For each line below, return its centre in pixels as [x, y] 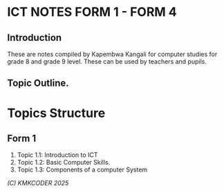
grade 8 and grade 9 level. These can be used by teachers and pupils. [107, 62]
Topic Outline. [38, 83]
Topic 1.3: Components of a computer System [82, 169]
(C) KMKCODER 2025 [38, 183]
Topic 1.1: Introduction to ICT [57, 155]
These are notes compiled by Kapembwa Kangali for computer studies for [112, 54]
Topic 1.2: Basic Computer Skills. [64, 163]
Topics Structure [56, 113]
